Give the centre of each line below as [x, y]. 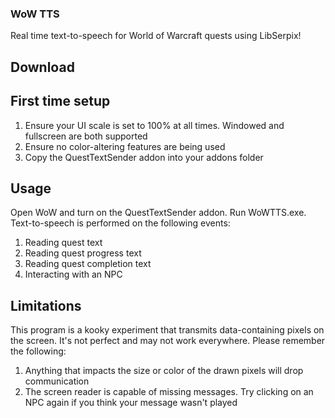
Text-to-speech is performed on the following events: [120, 223]
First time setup [60, 101]
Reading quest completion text [88, 264]
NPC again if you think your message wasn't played [131, 403]
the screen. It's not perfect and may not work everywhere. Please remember [168, 341]
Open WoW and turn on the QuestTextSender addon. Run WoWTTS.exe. [158, 213]
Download [42, 67]
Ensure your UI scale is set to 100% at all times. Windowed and [154, 125]
